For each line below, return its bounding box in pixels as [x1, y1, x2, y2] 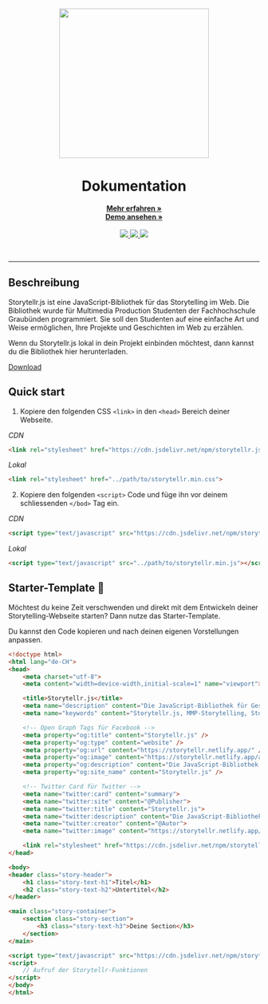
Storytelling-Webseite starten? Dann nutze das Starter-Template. [8, 611, 221, 620]
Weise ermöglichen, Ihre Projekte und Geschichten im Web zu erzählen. [8, 322, 245, 332]
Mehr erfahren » [106, 204, 162, 213]
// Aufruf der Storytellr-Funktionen [22, 966, 148, 974]
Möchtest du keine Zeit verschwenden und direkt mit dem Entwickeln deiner [8, 603, 258, 612]
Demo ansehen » [104, 211, 164, 221]
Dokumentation [81, 177, 187, 196]
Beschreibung [8, 276, 80, 290]
